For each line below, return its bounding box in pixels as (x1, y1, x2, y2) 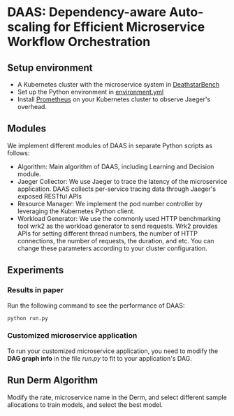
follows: (7, 148, 30, 157)
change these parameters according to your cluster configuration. (17, 244, 207, 252)
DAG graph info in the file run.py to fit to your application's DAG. (7, 354, 192, 362)
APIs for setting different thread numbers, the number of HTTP (17, 229, 198, 238)
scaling (7, 19, 51, 35)
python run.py (7, 315, 49, 322)
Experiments (7, 264, 64, 276)
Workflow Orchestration (7, 34, 151, 50)
